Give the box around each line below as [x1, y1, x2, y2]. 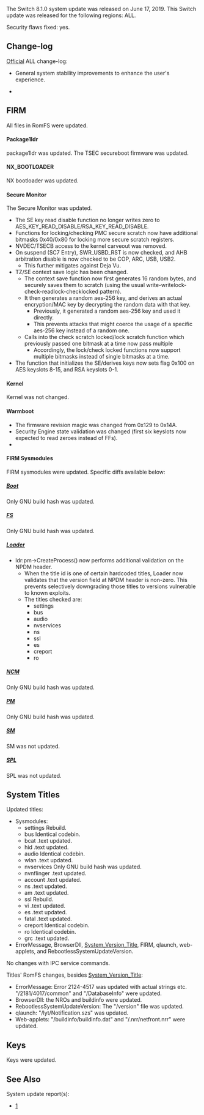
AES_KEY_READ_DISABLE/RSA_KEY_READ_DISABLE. [15, 223, 149, 230]
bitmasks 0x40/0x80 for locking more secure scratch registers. [15, 236, 175, 244]
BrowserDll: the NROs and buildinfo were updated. [15, 996, 142, 1004]
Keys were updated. [6, 1056, 57, 1064]
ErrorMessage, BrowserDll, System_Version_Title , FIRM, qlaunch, [15, 941, 178, 949]
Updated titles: [6, 806, 44, 813]
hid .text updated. [24, 844, 69, 851]
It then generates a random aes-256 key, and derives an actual [24, 294, 183, 302]
